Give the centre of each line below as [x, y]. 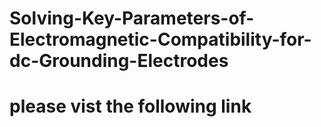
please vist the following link [130, 106]
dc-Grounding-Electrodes [119, 61]
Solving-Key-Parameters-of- [132, 18]
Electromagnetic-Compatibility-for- [160, 39]
